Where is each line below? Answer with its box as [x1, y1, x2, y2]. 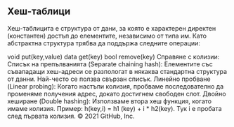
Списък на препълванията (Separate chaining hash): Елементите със [7, 59, 213, 68]
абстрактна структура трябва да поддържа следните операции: [7, 38, 200, 47]
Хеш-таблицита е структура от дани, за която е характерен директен [7, 24, 216, 32]
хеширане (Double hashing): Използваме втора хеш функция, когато [7, 97, 212, 105]
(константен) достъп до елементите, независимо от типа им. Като [7, 31, 207, 40]
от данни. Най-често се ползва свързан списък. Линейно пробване [7, 75, 211, 83]
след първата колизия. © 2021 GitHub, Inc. [7, 112, 135, 120]
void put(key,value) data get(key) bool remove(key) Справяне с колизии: [7, 52, 220, 61]
